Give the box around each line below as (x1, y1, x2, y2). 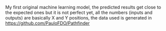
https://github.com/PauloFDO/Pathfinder (5, 20, 90, 26)
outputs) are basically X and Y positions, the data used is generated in (5, 15, 152, 20)
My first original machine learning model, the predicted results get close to (5, 4, 161, 10)
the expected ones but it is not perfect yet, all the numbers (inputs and (5, 9, 153, 15)
